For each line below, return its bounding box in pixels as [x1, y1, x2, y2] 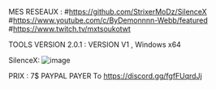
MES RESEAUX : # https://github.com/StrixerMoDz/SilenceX [8, 7, 207, 16]
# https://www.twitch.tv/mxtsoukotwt [8, 24, 132, 33]
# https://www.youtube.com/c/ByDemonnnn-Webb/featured [8, 15, 209, 25]
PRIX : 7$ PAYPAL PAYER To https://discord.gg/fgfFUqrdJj [8, 71, 203, 80]
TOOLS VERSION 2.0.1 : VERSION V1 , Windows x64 [8, 40, 181, 49]
